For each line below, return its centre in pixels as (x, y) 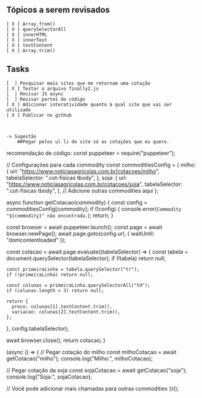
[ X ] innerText (27, 40)
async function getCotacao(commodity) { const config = (77, 202)
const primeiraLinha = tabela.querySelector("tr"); (73, 269)
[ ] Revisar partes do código (46, 99)
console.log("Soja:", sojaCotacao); (49, 377)
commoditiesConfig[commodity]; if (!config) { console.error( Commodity (94, 208)
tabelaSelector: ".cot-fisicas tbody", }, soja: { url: (67, 177)
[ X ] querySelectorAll (36, 29)
